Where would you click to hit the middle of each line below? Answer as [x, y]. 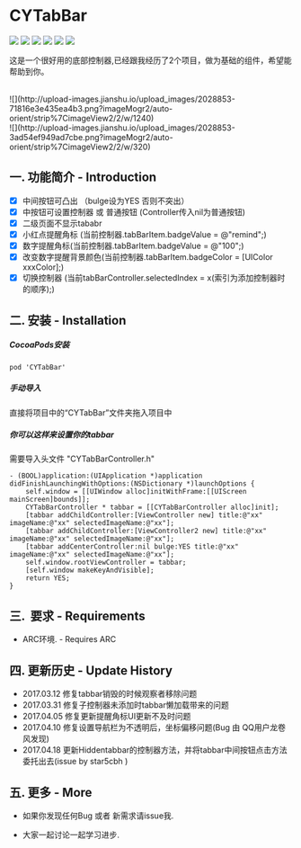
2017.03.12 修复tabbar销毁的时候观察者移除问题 [110, 694]
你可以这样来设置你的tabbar [62, 435]
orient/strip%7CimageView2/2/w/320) [80, 147]
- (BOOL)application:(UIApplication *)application [106, 476]
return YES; [48, 578]
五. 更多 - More [51, 792]
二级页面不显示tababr [62, 223]
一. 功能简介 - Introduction [83, 178]
